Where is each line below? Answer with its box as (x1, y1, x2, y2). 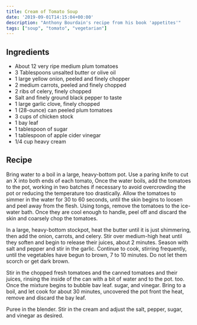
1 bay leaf (14, 119, 38, 126)
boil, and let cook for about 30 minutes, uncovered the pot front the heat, (6, 288, 185, 295)
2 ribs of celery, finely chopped (14, 88, 92, 95)
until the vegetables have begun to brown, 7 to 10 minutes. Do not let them (6, 251, 188, 258)
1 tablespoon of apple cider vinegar (14, 132, 101, 139)
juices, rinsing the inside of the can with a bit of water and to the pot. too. (6, 275, 185, 282)
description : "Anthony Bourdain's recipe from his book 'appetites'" (6, 19, 182, 25)
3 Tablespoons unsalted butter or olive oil (14, 69, 117, 76)
